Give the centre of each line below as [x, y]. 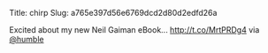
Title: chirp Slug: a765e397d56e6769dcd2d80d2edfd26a [113, 13]
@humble [27, 39]
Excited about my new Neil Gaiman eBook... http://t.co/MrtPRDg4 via [134, 30]
